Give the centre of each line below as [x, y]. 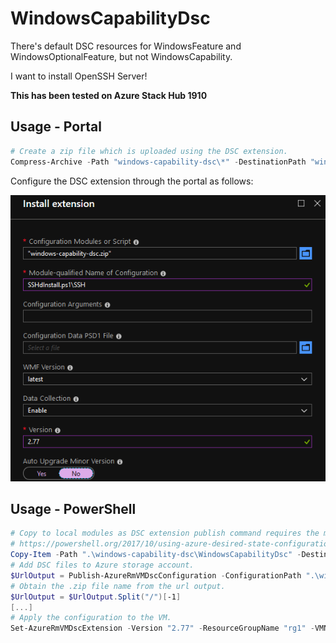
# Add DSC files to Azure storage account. [102, 565]
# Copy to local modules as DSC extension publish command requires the [165, 533]
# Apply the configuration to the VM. [91, 618]
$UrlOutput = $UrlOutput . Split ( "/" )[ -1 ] [96, 597]
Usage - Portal [56, 127]
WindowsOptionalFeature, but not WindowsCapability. [121, 56]
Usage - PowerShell [73, 508]
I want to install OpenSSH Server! [79, 76]
